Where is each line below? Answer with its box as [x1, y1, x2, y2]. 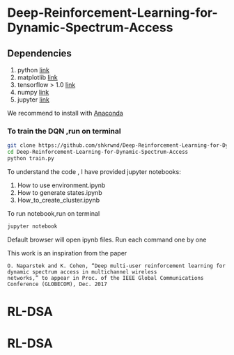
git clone [7, 142, 36, 149]
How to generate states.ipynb [17, 188, 102, 196]
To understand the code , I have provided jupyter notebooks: [7, 167, 181, 175]
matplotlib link [17, 73, 58, 81]
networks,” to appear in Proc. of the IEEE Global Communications [7, 274, 204, 281]
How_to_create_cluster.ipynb [17, 196, 100, 204]
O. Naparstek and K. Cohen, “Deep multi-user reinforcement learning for [7, 262, 226, 269]
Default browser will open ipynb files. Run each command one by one [7, 235, 207, 244]
